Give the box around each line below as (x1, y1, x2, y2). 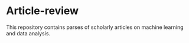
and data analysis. (6, 29, 51, 37)
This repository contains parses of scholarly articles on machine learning (6, 24, 184, 31)
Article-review (6, 4, 79, 18)
